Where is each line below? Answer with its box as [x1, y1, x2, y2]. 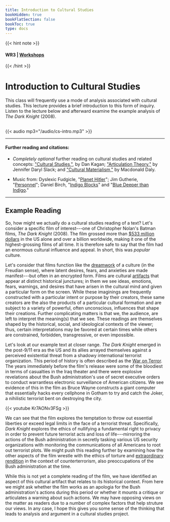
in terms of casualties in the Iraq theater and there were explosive [5, 368, 142, 374]
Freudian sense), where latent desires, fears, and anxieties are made [5, 267, 148, 273]
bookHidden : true [5, 12, 42, 17]
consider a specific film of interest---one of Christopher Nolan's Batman [5, 225, 156, 231]
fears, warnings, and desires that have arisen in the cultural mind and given [5, 283, 162, 289]
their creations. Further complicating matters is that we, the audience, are [5, 310, 158, 316]
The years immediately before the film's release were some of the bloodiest [5, 363, 163, 369]
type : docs [5, 26, 28, 31]
